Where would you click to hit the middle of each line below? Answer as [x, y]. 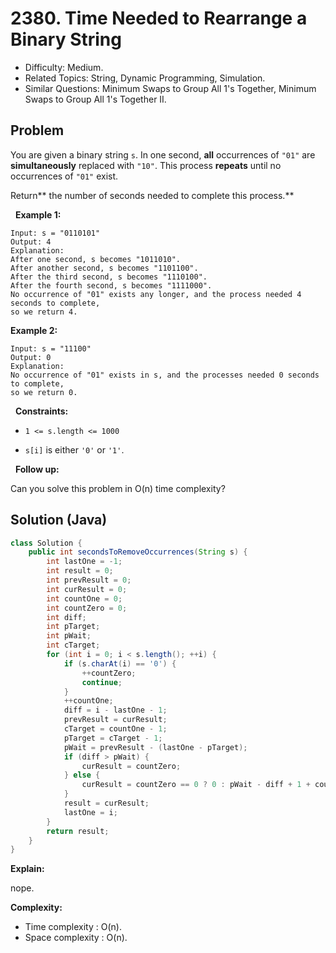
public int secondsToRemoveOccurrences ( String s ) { [138, 552]
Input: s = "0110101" [55, 233]
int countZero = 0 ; [87, 608]
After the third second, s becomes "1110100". [109, 277]
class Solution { [46, 543]
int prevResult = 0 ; [89, 580]
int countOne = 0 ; [84, 598]
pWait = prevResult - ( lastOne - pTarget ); [155, 747]
